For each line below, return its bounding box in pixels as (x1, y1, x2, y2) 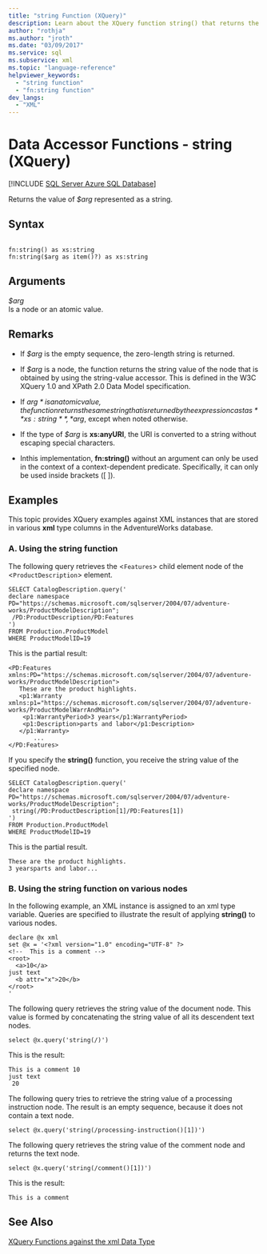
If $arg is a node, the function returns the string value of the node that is (19, 364, 258, 374)
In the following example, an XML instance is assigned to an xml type (8, 901, 236, 911)
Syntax (8, 218, 45, 231)
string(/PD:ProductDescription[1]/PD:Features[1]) (11, 807, 184, 815)
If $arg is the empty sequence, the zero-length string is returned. (19, 349, 235, 359)
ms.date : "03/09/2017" (8, 42, 84, 50)
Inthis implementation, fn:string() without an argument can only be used (19, 453, 258, 463)
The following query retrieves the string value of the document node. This (8, 1004, 252, 1013)
